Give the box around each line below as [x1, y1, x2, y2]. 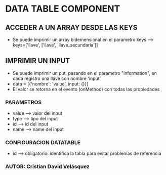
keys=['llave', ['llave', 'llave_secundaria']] [12, 42, 98, 48]
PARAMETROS [5, 99, 42, 106]
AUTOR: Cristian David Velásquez [5, 163, 90, 170]
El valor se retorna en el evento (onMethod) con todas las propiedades [12, 86, 160, 92]
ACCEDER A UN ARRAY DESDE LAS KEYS [5, 23, 138, 32]
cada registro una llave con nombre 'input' [12, 75, 101, 81]
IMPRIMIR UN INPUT [5, 57, 70, 65]
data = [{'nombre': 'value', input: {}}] [12, 80, 89, 86]
